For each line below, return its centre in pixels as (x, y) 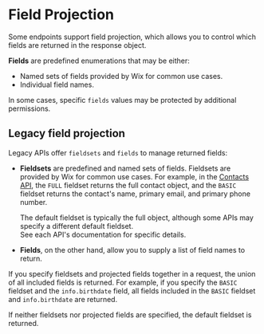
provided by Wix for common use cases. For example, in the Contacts (134, 176)
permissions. (30, 108)
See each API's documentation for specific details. (103, 234)
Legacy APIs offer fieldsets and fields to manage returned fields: (118, 152)
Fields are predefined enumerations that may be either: (99, 61)
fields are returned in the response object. (77, 45)
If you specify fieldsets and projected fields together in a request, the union (132, 273)
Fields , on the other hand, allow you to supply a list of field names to (132, 250)
